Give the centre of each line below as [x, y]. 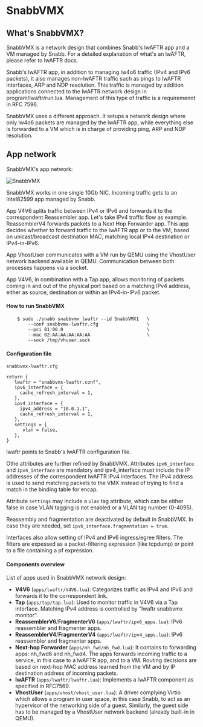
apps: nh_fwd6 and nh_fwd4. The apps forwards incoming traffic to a [101, 654]
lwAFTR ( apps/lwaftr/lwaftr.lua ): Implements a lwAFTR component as [104, 680]
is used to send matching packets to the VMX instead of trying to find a [95, 483]
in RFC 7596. [22, 104]
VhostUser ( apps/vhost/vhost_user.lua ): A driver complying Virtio [98, 692]
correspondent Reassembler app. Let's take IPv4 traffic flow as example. [97, 217]
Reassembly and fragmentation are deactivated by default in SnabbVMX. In [100, 520]
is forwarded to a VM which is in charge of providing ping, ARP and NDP [96, 129]
